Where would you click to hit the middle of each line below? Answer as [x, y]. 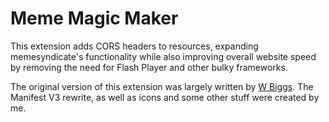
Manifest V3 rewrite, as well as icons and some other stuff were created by [165, 97]
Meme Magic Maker [94, 18]
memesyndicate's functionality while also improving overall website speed [163, 56]
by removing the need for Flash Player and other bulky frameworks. [149, 67]
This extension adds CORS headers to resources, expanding [134, 46]
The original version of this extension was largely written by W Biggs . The [162, 86]
